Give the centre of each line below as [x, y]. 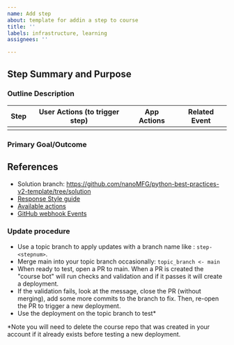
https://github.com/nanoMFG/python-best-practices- [142, 184]
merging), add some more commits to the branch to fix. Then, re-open [118, 298]
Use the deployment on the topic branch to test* [87, 313]
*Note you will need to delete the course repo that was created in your [109, 327]
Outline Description [41, 93]
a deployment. [38, 284]
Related [201, 112]
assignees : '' [28, 40]
